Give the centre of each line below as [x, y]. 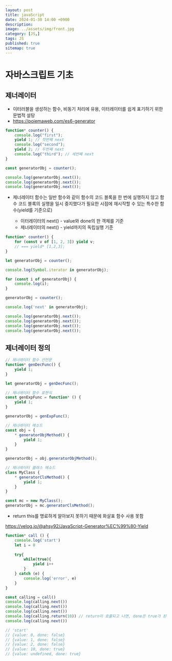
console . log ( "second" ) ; [40, 145]
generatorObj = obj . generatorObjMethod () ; [51, 459]
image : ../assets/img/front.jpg [40, 29]
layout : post [19, 10]
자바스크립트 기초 [39, 75]
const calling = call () [31, 597]
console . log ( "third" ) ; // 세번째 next [54, 154]
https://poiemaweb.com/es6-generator [54, 121]
